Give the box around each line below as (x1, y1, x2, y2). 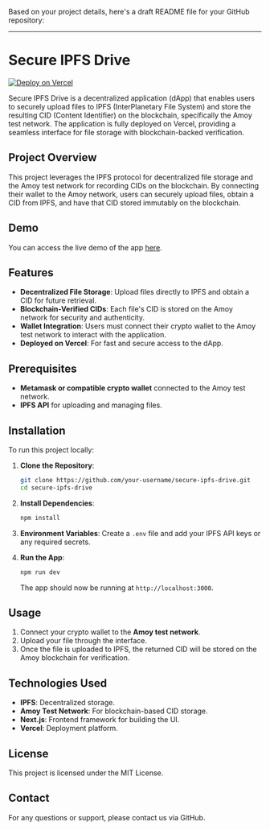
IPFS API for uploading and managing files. (19, 400, 162, 410)
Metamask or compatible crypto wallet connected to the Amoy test (19, 383, 246, 393)
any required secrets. (19, 537, 91, 547)
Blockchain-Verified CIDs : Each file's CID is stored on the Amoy (19, 304, 233, 314)
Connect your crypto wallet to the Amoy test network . (19, 627, 201, 637)
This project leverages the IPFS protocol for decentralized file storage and (8, 172, 253, 182)
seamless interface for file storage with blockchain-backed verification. (8, 127, 245, 137)
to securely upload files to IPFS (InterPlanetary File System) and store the (8, 101, 252, 111)
